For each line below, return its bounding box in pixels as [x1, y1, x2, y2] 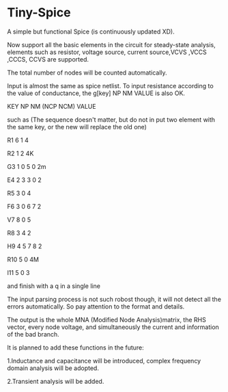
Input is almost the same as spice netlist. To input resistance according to [7, 81, 214, 90]
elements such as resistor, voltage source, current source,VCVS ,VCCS [7, 48, 207, 56]
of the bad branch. [7, 330, 59, 338]
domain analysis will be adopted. [7, 364, 99, 372]
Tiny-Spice [7, 5, 71, 21]
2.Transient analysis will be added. [7, 377, 104, 385]
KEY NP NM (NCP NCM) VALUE [7, 102, 97, 110]
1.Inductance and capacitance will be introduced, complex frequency [7, 356, 201, 365]
